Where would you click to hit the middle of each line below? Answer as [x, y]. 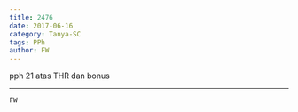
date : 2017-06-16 [41, 26]
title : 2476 [31, 17]
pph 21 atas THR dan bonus [60, 76]
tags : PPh [27, 42]
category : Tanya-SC [45, 34]
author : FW [29, 51]
